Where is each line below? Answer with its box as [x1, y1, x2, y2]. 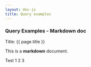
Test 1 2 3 [5, 57, 24, 63]
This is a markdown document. [5, 48, 68, 54]
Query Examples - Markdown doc [5, 28, 87, 34]
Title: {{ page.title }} [5, 38, 45, 44]
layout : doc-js [5, 7, 36, 12]
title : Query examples [5, 12, 51, 17]
